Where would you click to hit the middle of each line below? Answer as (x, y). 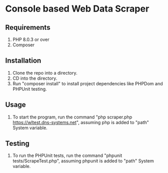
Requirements (28, 27)
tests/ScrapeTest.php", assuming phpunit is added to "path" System (83, 161)
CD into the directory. (35, 78)
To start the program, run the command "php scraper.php (72, 117)
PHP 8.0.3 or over (31, 39)
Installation (23, 61)
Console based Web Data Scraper (77, 9)
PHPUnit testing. (30, 89)
